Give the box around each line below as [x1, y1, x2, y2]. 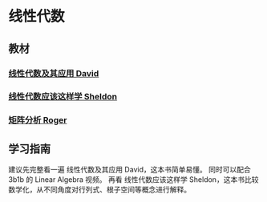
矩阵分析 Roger [8, 115, 67, 126]
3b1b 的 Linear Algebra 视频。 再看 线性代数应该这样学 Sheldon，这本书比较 [8, 175, 259, 184]
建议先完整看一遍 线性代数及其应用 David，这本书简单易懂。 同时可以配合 [8, 165, 251, 175]
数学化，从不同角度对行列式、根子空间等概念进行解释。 [8, 185, 191, 195]
